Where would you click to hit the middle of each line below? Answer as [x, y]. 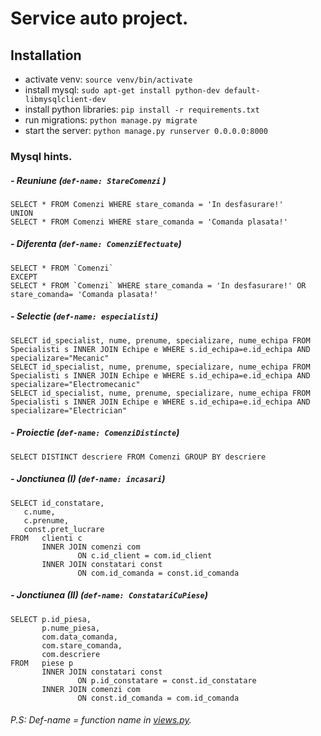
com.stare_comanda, [82, 645]
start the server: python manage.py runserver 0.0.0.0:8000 [146, 130]
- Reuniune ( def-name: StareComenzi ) [88, 180]
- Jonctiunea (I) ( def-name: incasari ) [88, 479]
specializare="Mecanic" [60, 358]
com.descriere [71, 654]
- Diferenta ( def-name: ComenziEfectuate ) [96, 244]
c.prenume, [46, 520]
